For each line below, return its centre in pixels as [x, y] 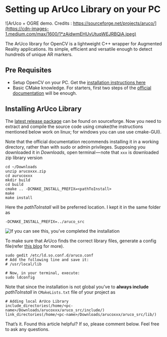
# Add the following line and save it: [47, 260]
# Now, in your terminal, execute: [43, 273]
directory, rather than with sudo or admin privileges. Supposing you [75, 147]
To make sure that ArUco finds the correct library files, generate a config [81, 241]
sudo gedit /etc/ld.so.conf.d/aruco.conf [49, 255]
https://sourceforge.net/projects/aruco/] [115, 23]
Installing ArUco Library [43, 109]
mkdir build [18, 180]
